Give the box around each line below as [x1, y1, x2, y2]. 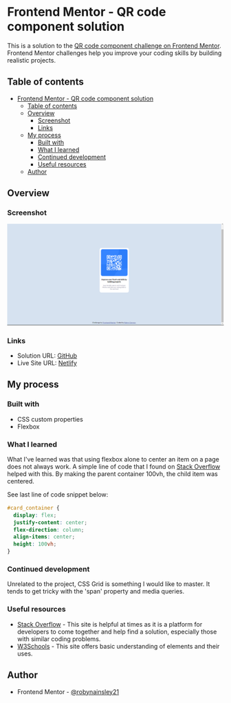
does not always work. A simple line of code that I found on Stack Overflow [7, 462, 221, 471]
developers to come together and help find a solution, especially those [16, 627, 217, 636]
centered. [7, 477, 34, 485]
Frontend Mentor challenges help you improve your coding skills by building [7, 49, 222, 57]
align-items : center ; [13, 534, 76, 541]
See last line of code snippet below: [7, 490, 109, 499]
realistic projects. [7, 56, 56, 64]
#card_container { [7, 504, 60, 511]
